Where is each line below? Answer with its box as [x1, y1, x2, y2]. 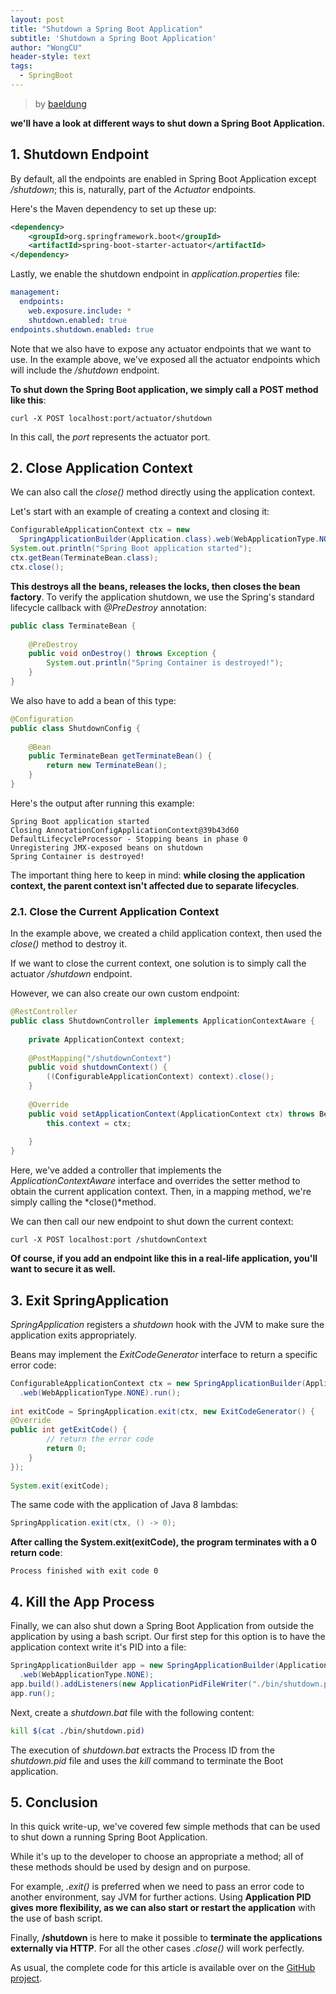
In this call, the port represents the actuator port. [10, 431, 211, 443]
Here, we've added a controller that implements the [10, 1164, 222, 1176]
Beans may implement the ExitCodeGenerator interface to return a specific [10, 1348, 318, 1360]
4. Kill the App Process [10, 1593, 155, 1610]
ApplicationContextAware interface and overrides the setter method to [10, 1175, 301, 1187]
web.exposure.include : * [28, 306, 132, 316]
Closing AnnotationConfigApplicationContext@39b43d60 [10, 825, 240, 835]
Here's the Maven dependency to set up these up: [10, 202, 217, 215]
